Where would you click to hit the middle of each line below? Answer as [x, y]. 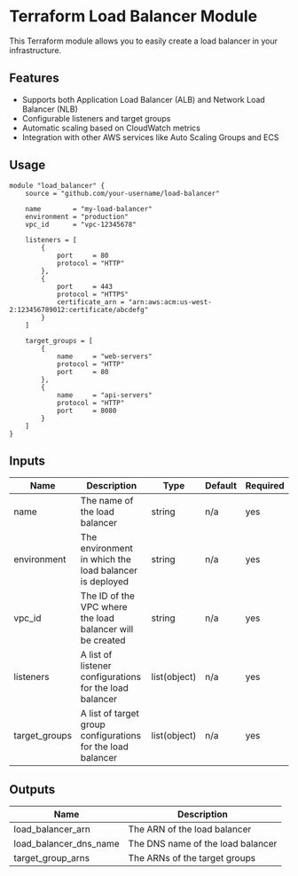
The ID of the [107, 596]
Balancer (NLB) [50, 109]
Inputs [27, 461]
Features [34, 78]
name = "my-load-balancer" [89, 209]
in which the [106, 559]
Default [221, 486]
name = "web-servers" [104, 356]
